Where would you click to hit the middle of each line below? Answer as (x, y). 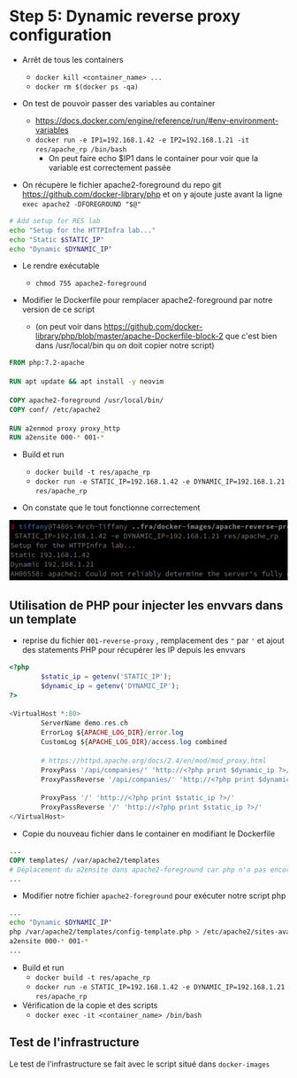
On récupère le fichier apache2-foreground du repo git (122, 184)
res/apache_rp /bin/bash (81, 149)
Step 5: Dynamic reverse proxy (125, 16)
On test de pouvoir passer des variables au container (118, 103)
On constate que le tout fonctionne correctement (111, 508)
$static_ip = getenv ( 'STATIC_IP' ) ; (107, 676)
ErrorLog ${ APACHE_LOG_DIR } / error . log (112, 733)
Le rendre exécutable (61, 266)
